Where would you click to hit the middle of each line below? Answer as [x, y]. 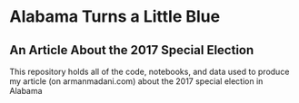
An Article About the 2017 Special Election [132, 50]
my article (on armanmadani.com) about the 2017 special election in [136, 81]
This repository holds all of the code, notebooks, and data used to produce [149, 71]
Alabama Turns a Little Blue [115, 17]
